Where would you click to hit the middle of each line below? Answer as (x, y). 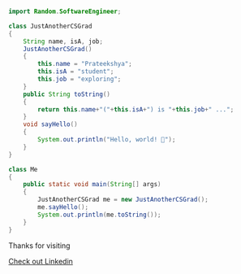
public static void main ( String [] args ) (92, 185)
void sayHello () (51, 124)
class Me (23, 169)
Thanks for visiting (39, 246)
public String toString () (67, 94)
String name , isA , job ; (63, 41)
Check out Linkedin (41, 261)
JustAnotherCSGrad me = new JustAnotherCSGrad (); (123, 200)
